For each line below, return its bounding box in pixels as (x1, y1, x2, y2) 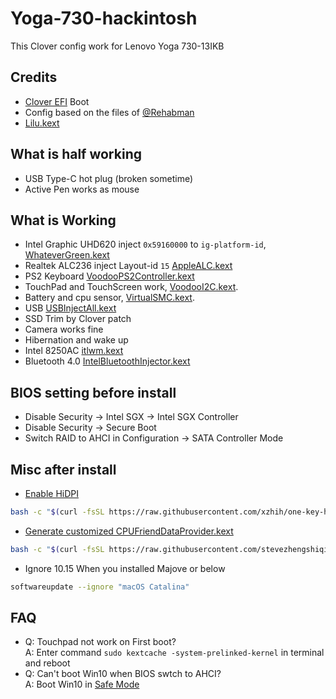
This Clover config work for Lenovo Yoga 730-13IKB (10, 40, 225, 52)
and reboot (24, 657, 71, 669)
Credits (10, 69, 58, 86)
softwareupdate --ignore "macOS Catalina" (10, 582, 190, 592)
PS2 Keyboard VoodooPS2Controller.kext (24, 270, 195, 282)
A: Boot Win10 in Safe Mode (24, 678, 140, 691)
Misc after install (10, 461, 117, 478)
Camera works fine (24, 323, 104, 336)
